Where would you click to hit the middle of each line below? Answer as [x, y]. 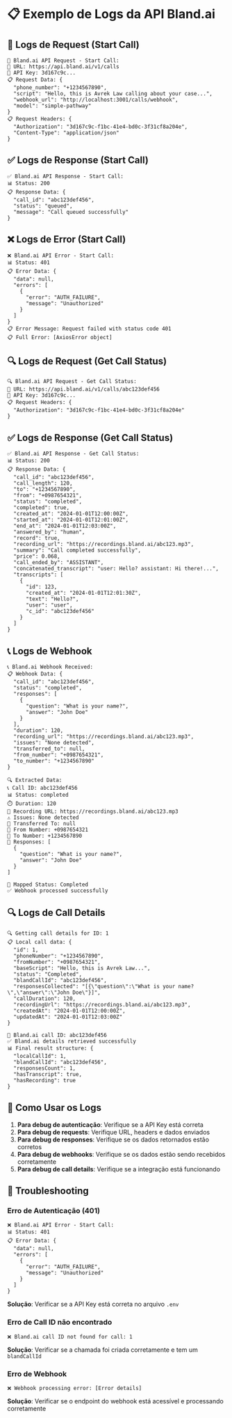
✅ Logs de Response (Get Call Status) [90, 438]
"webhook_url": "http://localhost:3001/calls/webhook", [96, 100]
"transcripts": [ [39, 575]
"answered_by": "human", [49, 532]
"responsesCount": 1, [45, 1068]
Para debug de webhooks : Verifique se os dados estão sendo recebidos [121, 1154]
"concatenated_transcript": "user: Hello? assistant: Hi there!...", [116, 569]
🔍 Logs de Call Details [56, 913]
